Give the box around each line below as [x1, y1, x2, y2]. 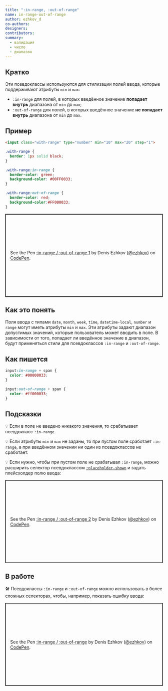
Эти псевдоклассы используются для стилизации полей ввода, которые [5, 81, 160, 87]
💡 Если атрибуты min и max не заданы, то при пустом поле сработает [5, 438, 152, 444]
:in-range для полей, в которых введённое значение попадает [12, 96, 147, 102]
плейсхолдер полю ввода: [5, 470, 61, 476]
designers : [5, 26, 28, 31]
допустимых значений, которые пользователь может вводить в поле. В [5, 329, 158, 336]
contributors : [5, 31, 35, 36]
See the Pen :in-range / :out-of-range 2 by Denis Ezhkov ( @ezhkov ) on [10, 516, 156, 522]
